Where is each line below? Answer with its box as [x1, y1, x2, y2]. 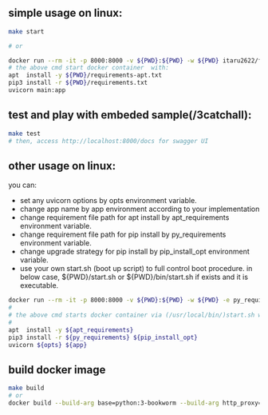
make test [8, 130, 41, 138]
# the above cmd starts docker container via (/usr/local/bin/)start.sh [8, 311, 255, 319]
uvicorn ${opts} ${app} [8, 341, 88, 349]
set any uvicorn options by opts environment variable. [19, 196, 197, 206]
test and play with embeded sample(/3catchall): [8, 108, 252, 122]
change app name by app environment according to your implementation [19, 204, 260, 214]
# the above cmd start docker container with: [8, 64, 170, 72]
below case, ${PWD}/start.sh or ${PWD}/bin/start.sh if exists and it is [19, 272, 249, 282]
